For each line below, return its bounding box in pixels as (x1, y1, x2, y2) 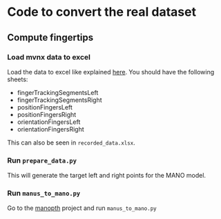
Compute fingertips (7, 32, 94, 43)
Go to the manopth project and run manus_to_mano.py (7, 204, 157, 212)
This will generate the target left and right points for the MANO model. (7, 171, 206, 180)
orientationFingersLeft (17, 118, 81, 126)
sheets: (7, 75, 28, 83)
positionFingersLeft (17, 103, 73, 111)
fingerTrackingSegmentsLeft (17, 88, 99, 96)
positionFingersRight (17, 110, 77, 118)
